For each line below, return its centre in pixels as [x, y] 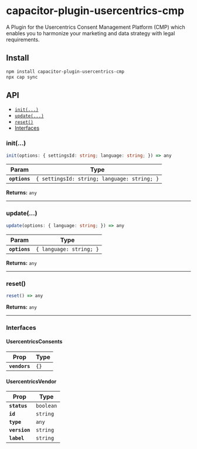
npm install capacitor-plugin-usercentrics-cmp [65, 72]
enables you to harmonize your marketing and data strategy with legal [91, 33]
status [18, 406]
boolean [47, 406]
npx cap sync [22, 77]
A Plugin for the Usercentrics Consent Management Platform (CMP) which [96, 27]
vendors [20, 366]
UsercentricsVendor [31, 381]
